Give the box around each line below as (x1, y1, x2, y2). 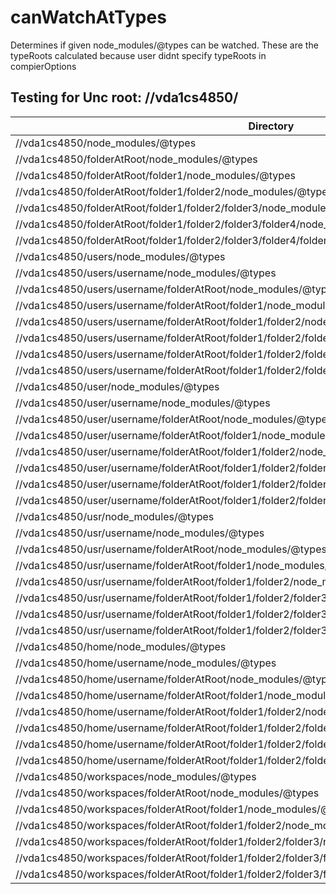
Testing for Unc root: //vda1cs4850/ (10, 89, 239, 106)
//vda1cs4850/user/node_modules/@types (15, 379, 220, 393)
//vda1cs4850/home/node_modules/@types (15, 639, 227, 653)
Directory (248, 119, 295, 133)
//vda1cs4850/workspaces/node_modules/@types (15, 769, 257, 783)
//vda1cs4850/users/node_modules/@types (15, 249, 226, 263)
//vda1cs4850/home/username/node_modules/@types (15, 656, 277, 670)
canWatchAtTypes (10, 6, 167, 29)
